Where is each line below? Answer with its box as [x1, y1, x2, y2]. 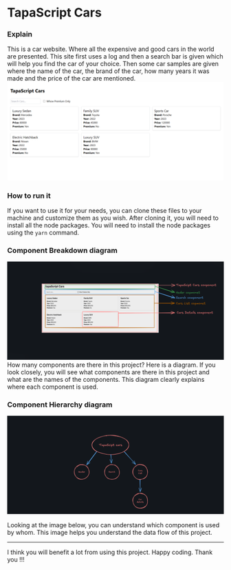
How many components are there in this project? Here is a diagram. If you [7, 360, 216, 369]
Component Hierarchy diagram [7, 400, 113, 409]
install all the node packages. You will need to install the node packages [7, 221, 211, 230]
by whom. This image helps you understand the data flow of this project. [7, 528, 213, 536]
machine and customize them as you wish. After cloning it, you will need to [7, 214, 219, 222]
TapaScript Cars [7, 5, 102, 21]
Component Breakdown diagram [7, 246, 118, 256]
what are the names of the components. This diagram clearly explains [7, 375, 205, 383]
